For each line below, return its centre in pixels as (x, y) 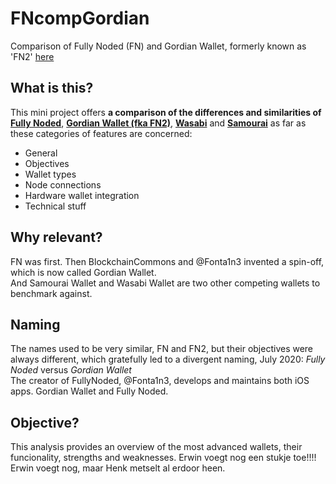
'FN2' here (32, 56)
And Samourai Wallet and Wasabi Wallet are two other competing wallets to (165, 283)
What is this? (52, 88)
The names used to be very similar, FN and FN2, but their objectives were (162, 349)
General (41, 153)
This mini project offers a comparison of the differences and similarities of (166, 112)
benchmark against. (51, 293)
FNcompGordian (80, 18)
